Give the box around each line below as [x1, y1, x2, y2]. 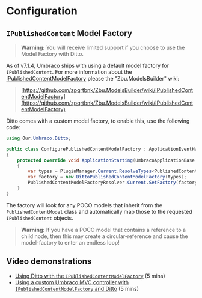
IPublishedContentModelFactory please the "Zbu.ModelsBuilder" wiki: [6, 75, 180, 82]
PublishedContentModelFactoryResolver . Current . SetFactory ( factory [28, 180, 198, 186]
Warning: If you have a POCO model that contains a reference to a [20, 226, 186, 233]
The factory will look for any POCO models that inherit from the [6, 201, 162, 208]
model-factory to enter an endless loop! [20, 239, 120, 246]
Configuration [6, 4, 78, 18]
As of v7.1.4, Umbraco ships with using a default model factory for [6, 62, 170, 69]
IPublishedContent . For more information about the [6, 68, 132, 76]
